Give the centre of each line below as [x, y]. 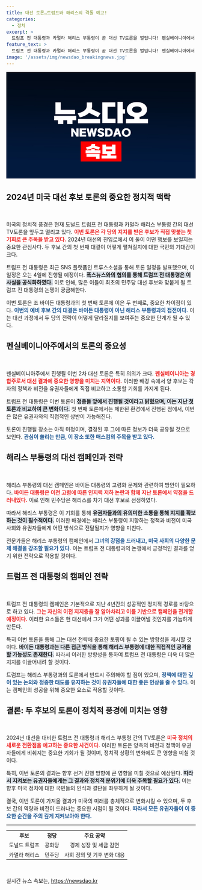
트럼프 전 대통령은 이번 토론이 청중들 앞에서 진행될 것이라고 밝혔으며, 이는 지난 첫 [100, 401]
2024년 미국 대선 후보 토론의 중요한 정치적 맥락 [89, 197]
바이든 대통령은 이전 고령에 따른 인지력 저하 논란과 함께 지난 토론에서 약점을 [101, 492]
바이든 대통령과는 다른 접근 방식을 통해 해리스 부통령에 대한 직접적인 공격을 [105, 647]
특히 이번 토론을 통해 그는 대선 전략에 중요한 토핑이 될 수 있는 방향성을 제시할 [96, 639]
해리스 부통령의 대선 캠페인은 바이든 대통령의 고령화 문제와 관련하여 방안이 [93, 484]
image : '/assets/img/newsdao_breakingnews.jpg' [67, 57]
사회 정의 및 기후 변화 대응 [94, 854]
